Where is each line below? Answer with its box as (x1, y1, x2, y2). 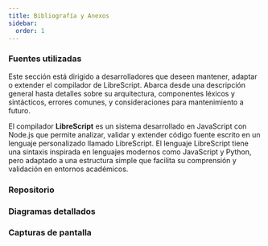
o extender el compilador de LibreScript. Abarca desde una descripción (8, 80, 245, 89)
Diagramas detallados (8, 206, 96, 217)
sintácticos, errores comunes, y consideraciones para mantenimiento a (8, 97, 244, 107)
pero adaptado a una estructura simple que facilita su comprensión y (8, 155, 237, 165)
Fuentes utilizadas (8, 53, 82, 64)
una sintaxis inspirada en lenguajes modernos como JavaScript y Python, (8, 146, 252, 157)
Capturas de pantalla (8, 227, 93, 238)
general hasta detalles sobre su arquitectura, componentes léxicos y (8, 88, 236, 98)
